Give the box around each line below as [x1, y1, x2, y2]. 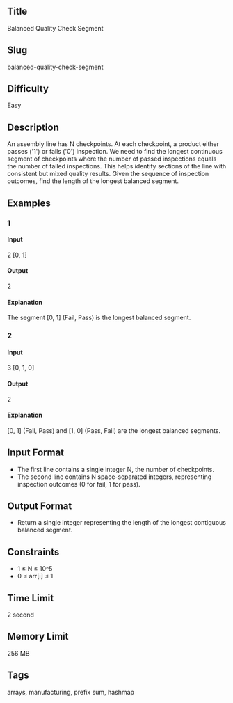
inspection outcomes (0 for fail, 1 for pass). [17, 480, 140, 488]
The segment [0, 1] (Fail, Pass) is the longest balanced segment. [7, 313, 191, 322]
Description [7, 121, 59, 133]
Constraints [7, 546, 60, 558]
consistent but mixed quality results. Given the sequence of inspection [7, 170, 209, 178]
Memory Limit [7, 631, 69, 642]
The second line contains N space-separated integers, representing [17, 473, 212, 481]
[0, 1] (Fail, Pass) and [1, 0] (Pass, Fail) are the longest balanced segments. [7, 426, 221, 434]
